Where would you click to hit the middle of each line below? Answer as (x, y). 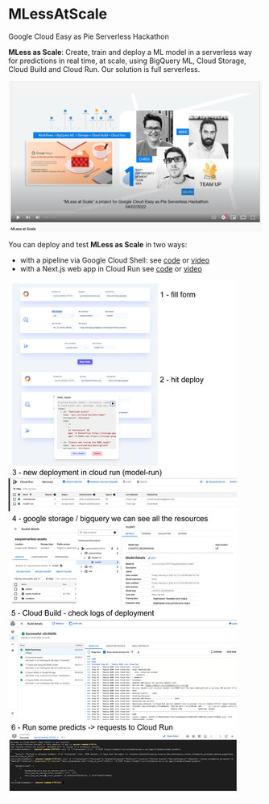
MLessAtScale (58, 14)
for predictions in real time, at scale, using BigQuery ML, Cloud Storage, (128, 61)
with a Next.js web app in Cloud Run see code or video (111, 268)
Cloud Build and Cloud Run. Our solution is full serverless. (104, 69)
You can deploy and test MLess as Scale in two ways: (98, 244)
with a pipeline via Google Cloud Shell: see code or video (115, 260)
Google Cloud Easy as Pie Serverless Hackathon (89, 36)
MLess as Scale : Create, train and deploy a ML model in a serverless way (130, 52)
